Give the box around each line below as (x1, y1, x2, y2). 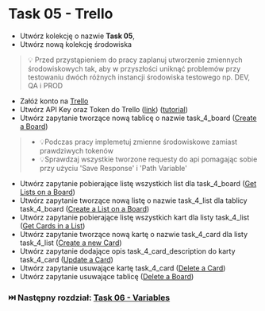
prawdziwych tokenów (39, 146, 113, 155)
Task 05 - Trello (8, 5, 113, 23)
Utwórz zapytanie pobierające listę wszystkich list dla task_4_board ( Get (19, 178, 257, 188)
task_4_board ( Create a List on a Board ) (19, 204, 150, 213)
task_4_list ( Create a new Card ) (19, 238, 122, 247)
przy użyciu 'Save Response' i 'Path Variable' (39, 163, 188, 173)
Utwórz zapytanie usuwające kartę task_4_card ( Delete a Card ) (19, 263, 226, 273)
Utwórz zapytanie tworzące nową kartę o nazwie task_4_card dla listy (19, 229, 248, 239)
